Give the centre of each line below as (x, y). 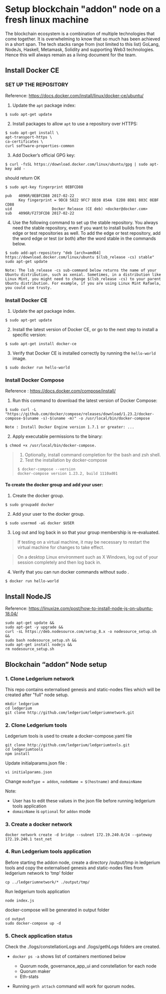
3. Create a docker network (39, 824)
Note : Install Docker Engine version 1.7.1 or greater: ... (70, 427)
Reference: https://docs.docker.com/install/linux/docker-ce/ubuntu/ (75, 95)
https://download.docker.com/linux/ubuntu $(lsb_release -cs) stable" (80, 257)
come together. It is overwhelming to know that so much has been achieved (83, 39)
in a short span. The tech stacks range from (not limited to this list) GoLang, (83, 44)
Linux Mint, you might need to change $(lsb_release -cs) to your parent (83, 279)
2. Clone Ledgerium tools (36, 725)
